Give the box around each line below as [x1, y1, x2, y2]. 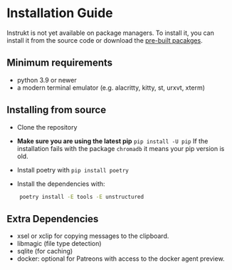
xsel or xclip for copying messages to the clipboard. [16, 232, 169, 240]
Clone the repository [16, 123, 78, 131]
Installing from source [6, 104, 107, 116]
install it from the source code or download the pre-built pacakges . [6, 36, 204, 44]
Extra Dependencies [6, 212, 99, 225]
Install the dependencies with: [16, 180, 105, 188]
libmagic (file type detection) [16, 239, 102, 248]
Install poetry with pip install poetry [16, 165, 129, 174]
